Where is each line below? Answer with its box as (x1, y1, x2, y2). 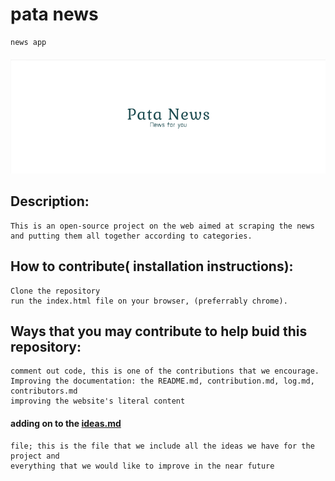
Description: (10, 193, 90, 210)
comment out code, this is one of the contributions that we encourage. (10, 366, 320, 377)
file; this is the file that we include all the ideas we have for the (10, 441, 315, 451)
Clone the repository (10, 286, 101, 296)
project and (10, 451, 60, 461)
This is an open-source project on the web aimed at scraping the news (10, 221, 315, 231)
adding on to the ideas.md (10, 417, 122, 429)
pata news (10, 3, 99, 26)
